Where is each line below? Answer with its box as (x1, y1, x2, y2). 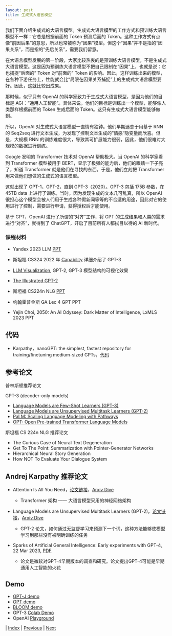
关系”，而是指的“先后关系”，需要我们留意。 (9, 46, 101, 52)
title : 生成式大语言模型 (5, 12, 52, 17)
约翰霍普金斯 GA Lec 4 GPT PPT (12, 299, 81, 305)
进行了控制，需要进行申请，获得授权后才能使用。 (9, 202, 113, 209)
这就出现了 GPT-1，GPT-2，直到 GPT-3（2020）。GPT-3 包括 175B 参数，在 (5, 184, 165, 190)
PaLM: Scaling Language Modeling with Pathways (12, 414, 119, 420)
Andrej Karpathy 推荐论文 (5, 472, 88, 481)
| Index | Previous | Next (5, 625, 56, 631)
